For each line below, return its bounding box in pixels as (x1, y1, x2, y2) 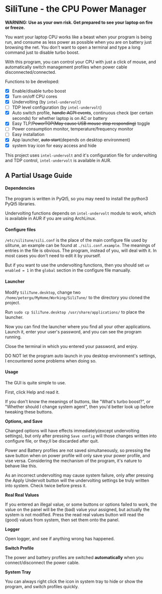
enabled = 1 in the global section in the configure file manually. (5, 267, 132, 273)
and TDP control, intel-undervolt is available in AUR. (5, 157, 112, 163)
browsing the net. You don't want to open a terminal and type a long (5, 44, 141, 50)
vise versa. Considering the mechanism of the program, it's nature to (5, 458, 142, 463)
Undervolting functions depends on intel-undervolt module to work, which (5, 210, 156, 216)
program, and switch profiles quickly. (5, 583, 79, 589)
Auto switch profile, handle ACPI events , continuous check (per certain (12, 110, 153, 116)
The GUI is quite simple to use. (5, 379, 66, 385)
